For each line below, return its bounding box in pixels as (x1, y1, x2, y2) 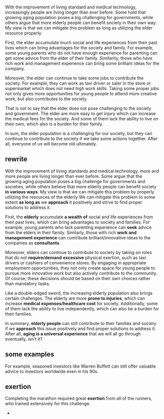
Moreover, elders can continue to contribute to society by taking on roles (5, 249, 152, 255)
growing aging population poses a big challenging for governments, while (5, 15, 153, 20)
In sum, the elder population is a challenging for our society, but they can (5, 131, 153, 136)
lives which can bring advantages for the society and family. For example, (5, 45, 154, 50)
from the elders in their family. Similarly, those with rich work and (5, 230, 137, 235)
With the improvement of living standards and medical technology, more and (5, 168, 160, 174)
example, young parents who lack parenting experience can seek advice (5, 224, 152, 230)
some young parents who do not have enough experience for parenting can (5, 50, 158, 56)
